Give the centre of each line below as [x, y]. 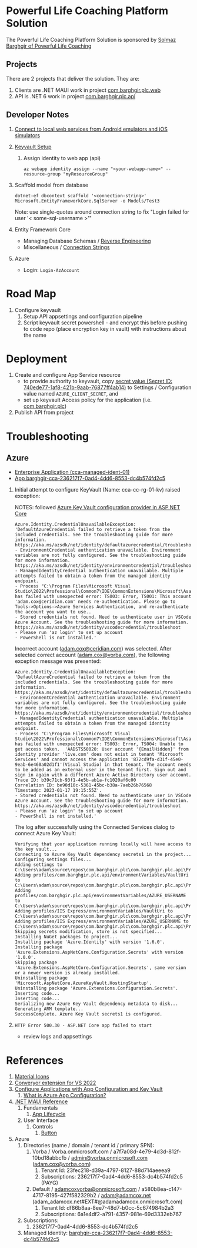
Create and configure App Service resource [67, 375]
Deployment [37, 359]
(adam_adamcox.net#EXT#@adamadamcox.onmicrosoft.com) [107, 1201]
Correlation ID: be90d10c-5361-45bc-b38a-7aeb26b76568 [83, 785]
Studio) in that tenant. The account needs [137, 765]
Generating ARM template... [49, 1009]
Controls [43, 1127]
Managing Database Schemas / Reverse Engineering [87, 241]
